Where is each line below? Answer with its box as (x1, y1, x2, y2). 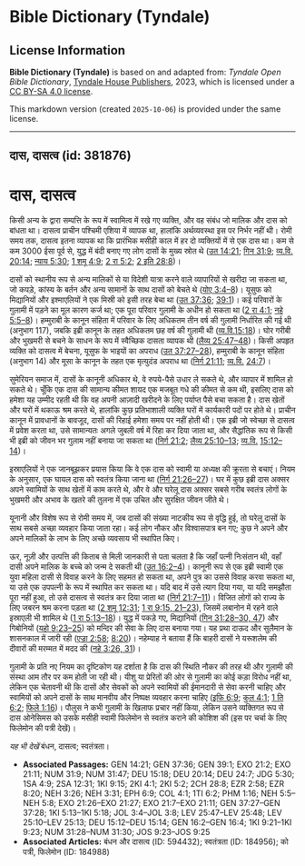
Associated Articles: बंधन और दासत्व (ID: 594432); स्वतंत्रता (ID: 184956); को (22, 836, 289, 847)
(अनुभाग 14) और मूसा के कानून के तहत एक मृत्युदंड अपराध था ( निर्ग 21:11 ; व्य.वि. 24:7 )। (9, 356, 272, 367)
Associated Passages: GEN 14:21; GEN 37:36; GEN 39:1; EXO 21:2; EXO (22, 759, 291, 770)
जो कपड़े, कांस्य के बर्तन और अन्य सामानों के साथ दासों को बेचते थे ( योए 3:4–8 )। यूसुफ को (9, 284, 272, 295)
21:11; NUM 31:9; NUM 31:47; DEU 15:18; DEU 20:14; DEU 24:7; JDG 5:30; (22, 769, 295, 780)
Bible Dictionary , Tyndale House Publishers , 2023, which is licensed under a (9, 76, 295, 87)
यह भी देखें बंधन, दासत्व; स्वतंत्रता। (9, 741, 111, 752)
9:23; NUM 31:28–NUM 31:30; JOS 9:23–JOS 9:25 (22, 827, 211, 838)
